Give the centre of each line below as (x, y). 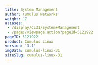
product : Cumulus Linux (29, 42)
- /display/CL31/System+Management (43, 28)
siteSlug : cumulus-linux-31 (34, 55)
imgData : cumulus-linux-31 (33, 50)
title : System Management (31, 10)
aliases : (14, 23)
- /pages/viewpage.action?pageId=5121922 (50, 32)
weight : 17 (16, 19)
